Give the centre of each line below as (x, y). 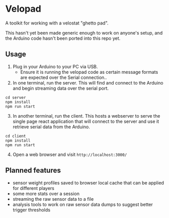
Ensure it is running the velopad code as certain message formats (89, 72)
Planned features (33, 170)
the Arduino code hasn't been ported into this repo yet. (63, 38)
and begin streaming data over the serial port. (61, 88)
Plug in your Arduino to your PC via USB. (55, 66)
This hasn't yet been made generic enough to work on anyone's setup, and (84, 33)
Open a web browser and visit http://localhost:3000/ (70, 154)
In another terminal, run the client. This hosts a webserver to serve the (86, 116)
